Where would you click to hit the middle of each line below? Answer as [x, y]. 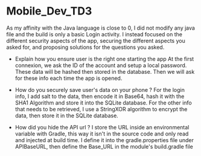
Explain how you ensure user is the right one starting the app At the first [104, 59]
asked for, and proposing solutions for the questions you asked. [85, 47]
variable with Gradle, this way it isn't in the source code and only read [102, 134]
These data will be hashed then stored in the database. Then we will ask [105, 71]
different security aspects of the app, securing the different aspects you [96, 41]
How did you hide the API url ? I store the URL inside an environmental [102, 127]
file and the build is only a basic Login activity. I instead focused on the [94, 34]
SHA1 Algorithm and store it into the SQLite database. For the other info [103, 102]
